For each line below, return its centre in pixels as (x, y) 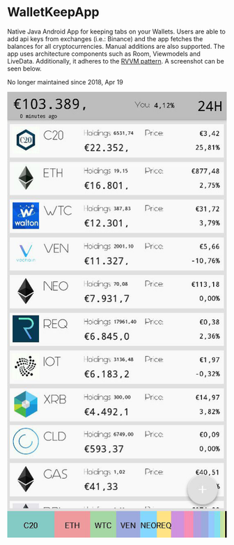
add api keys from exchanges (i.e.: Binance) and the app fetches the (105, 38)
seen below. (24, 68)
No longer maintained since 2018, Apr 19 (65, 82)
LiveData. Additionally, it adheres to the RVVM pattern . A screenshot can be (116, 61)
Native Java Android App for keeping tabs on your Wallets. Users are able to (117, 31)
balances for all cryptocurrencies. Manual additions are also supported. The (116, 46)
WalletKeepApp (53, 12)
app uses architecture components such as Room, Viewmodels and (104, 54)
